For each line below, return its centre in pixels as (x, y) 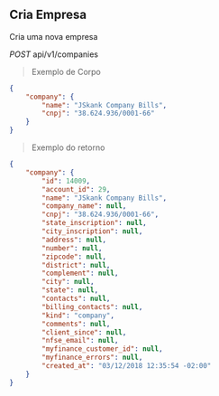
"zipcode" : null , (74, 257)
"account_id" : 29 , (76, 189)
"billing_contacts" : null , (92, 306)
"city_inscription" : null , (92, 231)
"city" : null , (68, 282)
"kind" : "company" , (78, 316)
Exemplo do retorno (68, 147)
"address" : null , (74, 240)
